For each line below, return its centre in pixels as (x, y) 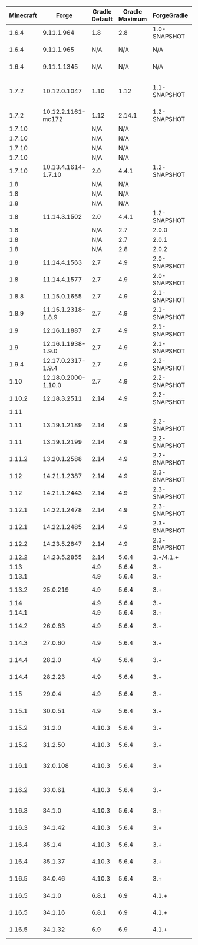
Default (102, 19)
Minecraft (23, 15)
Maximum (133, 19)
